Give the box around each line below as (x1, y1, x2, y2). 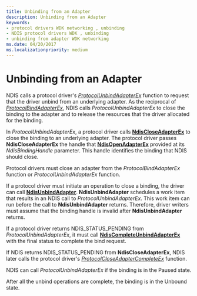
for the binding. (6, 117, 44, 124)
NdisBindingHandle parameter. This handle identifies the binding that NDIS (6, 147, 187, 154)
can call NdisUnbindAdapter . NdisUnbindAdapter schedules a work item (6, 188, 185, 195)
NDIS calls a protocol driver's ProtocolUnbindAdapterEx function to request (6, 92, 189, 99)
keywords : (6, 19, 31, 25)
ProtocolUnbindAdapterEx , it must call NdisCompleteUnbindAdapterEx (6, 231, 181, 238)
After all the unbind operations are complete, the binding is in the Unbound (6, 278, 187, 285)
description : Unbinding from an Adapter (6, 14, 107, 20)
